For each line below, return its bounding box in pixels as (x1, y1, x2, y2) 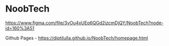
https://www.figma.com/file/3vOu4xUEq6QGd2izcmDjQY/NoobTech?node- (5, 20, 164, 26)
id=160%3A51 (5, 25, 35, 31)
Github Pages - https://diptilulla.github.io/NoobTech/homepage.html (5, 35, 148, 41)
